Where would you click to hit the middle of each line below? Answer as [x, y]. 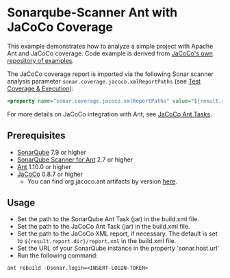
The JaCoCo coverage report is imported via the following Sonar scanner [111, 74]
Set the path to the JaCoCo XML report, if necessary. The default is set [117, 233]
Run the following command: [57, 255]
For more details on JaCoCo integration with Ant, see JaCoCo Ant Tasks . [110, 114]
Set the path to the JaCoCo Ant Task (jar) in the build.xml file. [103, 227]
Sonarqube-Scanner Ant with [92, 13]
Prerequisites [36, 136]
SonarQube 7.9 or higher [52, 152]
